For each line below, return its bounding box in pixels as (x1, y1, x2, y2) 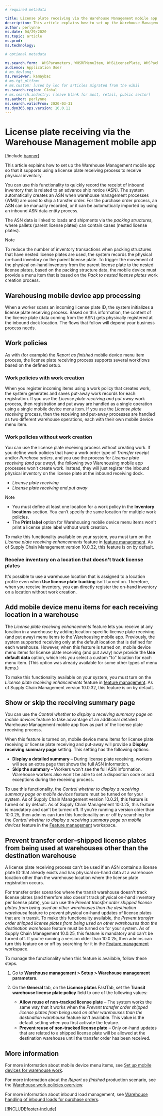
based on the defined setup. (5, 362, 62, 368)
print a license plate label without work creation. (12, 524, 108, 530)
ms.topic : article (5, 34, 42, 39)
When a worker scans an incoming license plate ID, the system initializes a (5, 304, 154, 310)
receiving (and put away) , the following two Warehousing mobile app (5, 460, 143, 466)
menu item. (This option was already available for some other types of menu (5, 659, 158, 665)
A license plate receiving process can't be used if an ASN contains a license (5, 864, 157, 870)
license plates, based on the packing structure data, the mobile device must (5, 267, 157, 273)
